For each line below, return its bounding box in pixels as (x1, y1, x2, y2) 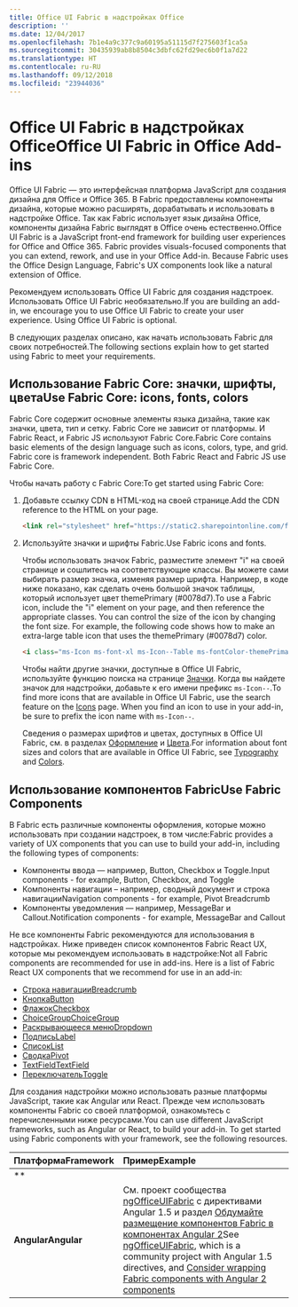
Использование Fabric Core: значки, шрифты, (9, 376, 277, 391)
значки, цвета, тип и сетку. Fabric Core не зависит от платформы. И (9, 423, 266, 434)
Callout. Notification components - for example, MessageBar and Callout (21, 911, 286, 923)
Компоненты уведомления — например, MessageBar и (21, 902, 231, 913)
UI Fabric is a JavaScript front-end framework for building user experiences (9, 232, 286, 242)
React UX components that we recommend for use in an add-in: (9, 966, 243, 977)
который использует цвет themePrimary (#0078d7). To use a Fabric (21, 593, 272, 603)
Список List (21, 1040, 64, 1051)
